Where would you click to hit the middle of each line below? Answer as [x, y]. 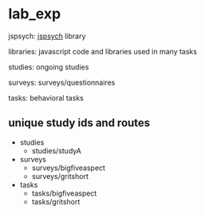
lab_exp [35, 14]
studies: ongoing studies [49, 67]
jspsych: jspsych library [47, 36]
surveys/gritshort [60, 176]
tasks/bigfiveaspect [64, 193]
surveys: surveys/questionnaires [62, 82]
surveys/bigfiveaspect [69, 168]
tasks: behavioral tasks [46, 97]
